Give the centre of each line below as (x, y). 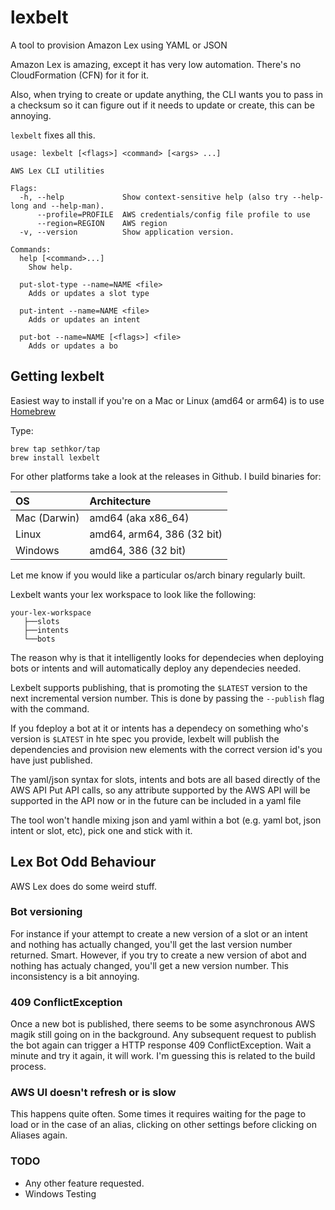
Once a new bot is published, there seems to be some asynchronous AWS (163, 1024)
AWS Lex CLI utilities (57, 171)
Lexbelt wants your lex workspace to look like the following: (133, 594)
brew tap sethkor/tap (55, 449)
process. (28, 1067)
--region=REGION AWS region (102, 223)
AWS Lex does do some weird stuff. (84, 886)
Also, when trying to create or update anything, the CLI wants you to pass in (167, 94)
